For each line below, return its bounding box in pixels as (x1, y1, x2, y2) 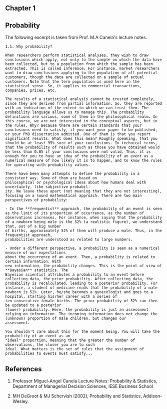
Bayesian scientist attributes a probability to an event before (5, 272, 144, 277)
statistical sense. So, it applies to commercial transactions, (5, 84, 142, 89)
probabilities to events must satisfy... (5, 351, 93, 356)
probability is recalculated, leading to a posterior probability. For (5, 281, 157, 286)
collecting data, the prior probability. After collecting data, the (5, 277, 153, 282)
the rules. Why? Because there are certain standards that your (5, 123, 142, 128)
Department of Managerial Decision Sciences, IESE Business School (12, 383, 153, 389)
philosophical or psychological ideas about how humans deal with (5, 180, 146, 185)
